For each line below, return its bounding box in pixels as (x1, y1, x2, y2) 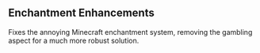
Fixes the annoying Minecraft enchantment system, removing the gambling (8, 27, 253, 36)
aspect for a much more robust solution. (8, 36, 140, 45)
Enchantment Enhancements (8, 6, 155, 20)
